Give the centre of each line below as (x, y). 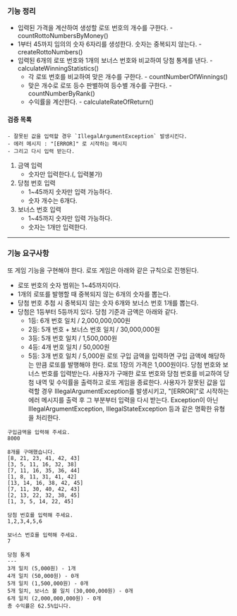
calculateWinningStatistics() (58, 68)
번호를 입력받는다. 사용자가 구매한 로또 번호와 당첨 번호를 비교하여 (132, 373)
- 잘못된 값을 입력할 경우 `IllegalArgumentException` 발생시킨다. (97, 136)
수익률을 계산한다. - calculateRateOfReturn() (91, 102)
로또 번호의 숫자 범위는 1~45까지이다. (69, 285)
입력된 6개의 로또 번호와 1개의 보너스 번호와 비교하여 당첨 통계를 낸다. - (115, 61)
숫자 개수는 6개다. (53, 200)
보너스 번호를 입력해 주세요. (43, 535)
